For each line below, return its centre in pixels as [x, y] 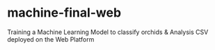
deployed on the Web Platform [51, 39]
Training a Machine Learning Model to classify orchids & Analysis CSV [108, 32]
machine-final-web [64, 13]
